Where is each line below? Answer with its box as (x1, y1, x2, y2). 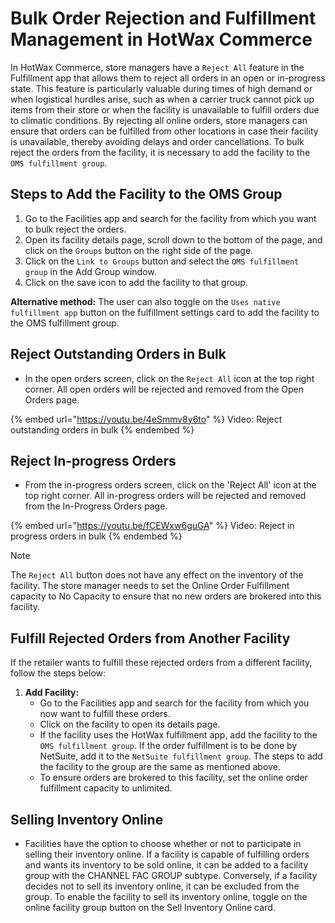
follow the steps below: (10, 667, 107, 679)
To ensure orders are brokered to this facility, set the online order (39, 772, 308, 784)
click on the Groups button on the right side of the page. (24, 244, 254, 256)
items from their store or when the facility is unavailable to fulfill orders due (10, 103, 320, 116)
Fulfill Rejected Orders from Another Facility (10, 630, 291, 647)
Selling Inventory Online (10, 811, 164, 828)
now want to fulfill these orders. (39, 708, 171, 720)
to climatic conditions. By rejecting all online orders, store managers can (10, 114, 308, 126)
